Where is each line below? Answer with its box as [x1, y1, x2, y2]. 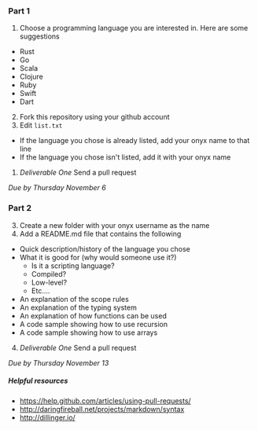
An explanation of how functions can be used [19, 311, 167, 320]
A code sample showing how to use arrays [19, 328, 158, 337]
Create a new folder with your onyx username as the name [19, 220, 210, 230]
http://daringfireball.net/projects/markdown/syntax [19, 404, 185, 413]
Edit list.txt [19, 120, 63, 130]
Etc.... [31, 285, 50, 296]
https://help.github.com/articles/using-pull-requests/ [19, 395, 191, 406]
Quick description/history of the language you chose [19, 244, 190, 253]
